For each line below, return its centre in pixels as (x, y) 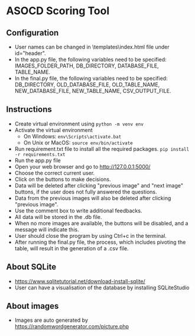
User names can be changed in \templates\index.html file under (92, 47)
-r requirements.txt (40, 154)
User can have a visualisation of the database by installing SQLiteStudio (102, 287)
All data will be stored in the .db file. (58, 217)
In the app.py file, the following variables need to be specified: (90, 59)
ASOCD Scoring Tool (58, 11)
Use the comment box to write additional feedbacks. (78, 211)
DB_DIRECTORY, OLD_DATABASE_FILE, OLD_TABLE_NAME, (87, 85)
